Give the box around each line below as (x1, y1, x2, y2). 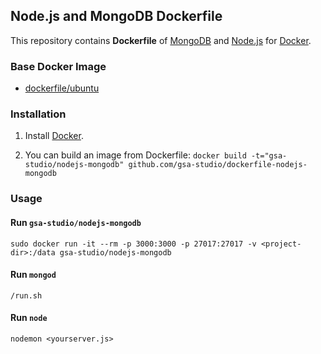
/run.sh (10, 290, 43, 301)
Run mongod (10, 269, 57, 281)
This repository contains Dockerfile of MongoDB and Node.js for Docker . (10, 34, 312, 46)
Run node (10, 312, 48, 324)
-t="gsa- (250, 151, 288, 161)
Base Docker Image (10, 59, 107, 73)
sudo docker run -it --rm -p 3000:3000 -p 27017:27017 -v (10, 239, 257, 249)
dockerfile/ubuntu (24, 82, 100, 94)
